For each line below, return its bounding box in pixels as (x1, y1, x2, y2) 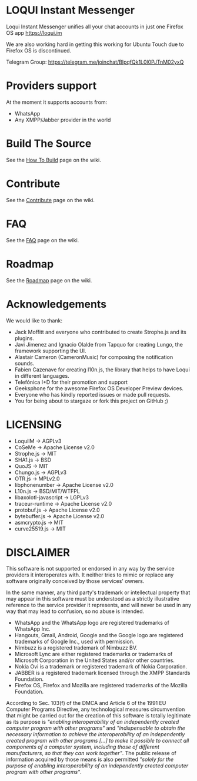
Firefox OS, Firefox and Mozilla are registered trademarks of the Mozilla (14, 682, 188, 689)
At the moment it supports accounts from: (6, 98, 108, 106)
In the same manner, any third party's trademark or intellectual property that (6, 589, 191, 596)
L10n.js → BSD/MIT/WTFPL (14, 487, 81, 495)
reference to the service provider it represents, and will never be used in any (6, 602, 192, 609)
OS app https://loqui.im (6, 29, 62, 36)
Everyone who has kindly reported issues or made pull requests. (14, 391, 171, 398)
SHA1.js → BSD (14, 456, 52, 463)
